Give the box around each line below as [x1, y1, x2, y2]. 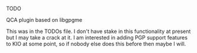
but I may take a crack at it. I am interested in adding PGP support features [6, 34, 188, 41]
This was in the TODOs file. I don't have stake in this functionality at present [6, 28, 191, 35]
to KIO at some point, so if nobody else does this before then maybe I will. [6, 41, 186, 47]
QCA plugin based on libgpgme [6, 16, 83, 23]
